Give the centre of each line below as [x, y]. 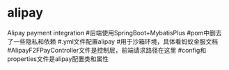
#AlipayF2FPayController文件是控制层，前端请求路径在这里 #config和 [107, 50]
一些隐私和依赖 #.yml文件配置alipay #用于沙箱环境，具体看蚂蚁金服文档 [116, 41]
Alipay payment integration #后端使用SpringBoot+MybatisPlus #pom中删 [111, 33]
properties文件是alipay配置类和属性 [58, 59]
